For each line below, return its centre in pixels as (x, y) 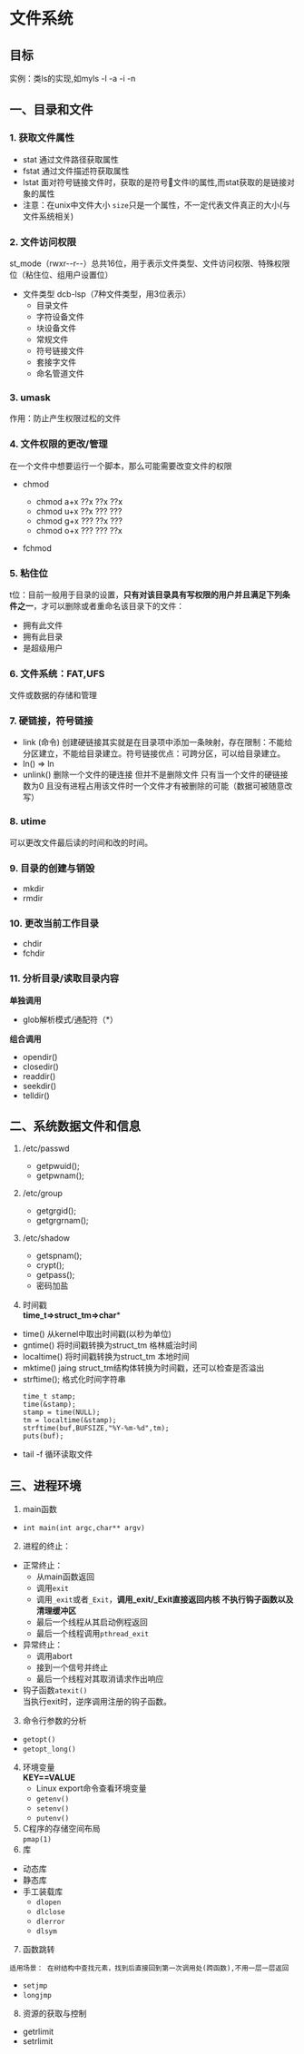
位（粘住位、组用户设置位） (61, 274)
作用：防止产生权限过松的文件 (65, 418)
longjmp (37, 1996)
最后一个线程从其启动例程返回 (92, 1622)
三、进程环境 (45, 1485)
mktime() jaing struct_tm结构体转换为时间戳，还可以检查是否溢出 (143, 1368)
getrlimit (38, 2032)
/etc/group (43, 1194)
